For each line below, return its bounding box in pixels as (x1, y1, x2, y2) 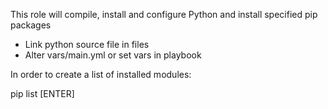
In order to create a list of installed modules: (10, 69, 192, 80)
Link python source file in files (24, 39, 150, 50)
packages (10, 19, 52, 31)
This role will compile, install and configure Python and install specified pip (10, 9, 318, 20)
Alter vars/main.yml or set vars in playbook (24, 49, 202, 61)
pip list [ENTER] (10, 88, 75, 99)
